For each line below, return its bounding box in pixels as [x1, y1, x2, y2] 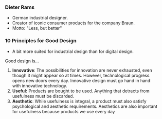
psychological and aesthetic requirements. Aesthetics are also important [12, 103, 158, 109]
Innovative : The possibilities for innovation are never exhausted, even [12, 67, 152, 73]
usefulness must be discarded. [12, 93, 74, 99]
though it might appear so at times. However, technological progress [12, 72, 150, 78]
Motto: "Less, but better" [12, 25, 62, 31]
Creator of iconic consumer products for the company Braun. [12, 20, 135, 26]
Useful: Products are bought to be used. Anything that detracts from [12, 88, 150, 94]
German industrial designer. [12, 15, 68, 21]
